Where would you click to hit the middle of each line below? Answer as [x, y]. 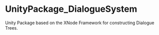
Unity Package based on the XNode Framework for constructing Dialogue [80, 23]
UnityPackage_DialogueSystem [71, 9]
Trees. [12, 28]
